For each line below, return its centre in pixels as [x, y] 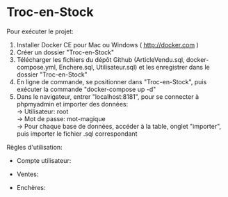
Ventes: [27, 174]
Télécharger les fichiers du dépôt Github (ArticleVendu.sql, [100, 59]
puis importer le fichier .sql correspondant [77, 134]
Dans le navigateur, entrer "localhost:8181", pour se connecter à [108, 96]
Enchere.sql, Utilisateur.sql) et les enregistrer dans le [134, 67]
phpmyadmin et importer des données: [72, 104]
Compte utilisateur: [44, 160]
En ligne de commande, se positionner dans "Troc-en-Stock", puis [112, 81]
